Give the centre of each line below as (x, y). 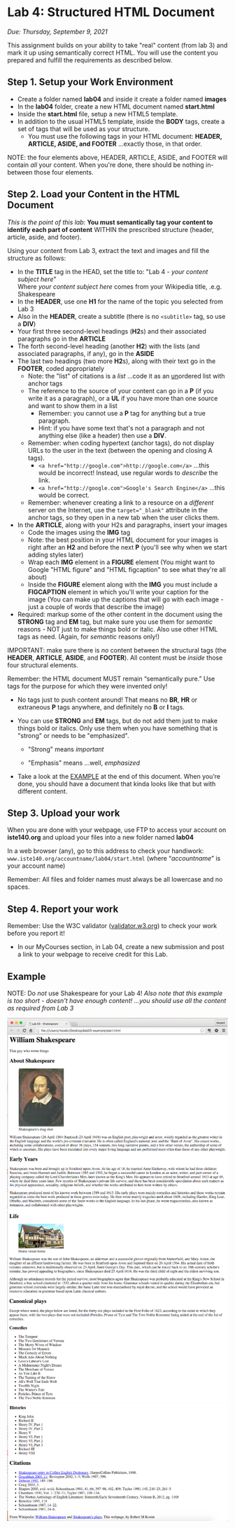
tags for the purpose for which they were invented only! (87, 686)
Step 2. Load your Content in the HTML (94, 195)
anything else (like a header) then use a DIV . (102, 435)
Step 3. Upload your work (64, 813)
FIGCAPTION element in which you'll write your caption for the (118, 592)
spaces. (19, 887)
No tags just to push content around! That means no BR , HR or (107, 700)
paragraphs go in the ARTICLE (62, 339)
